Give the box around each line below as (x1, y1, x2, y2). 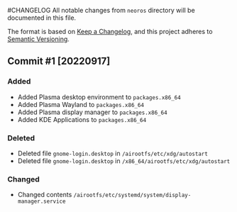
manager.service (17, 198, 66, 205)
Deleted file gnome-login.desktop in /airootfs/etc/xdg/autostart (17, 149, 208, 157)
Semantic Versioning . (7, 35, 70, 43)
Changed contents (17, 191, 72, 199)
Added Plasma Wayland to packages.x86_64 (17, 100, 144, 108)
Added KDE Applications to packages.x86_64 (17, 115, 147, 123)
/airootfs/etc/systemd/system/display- (73, 191, 192, 199)
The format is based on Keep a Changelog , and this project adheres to (7, 28, 213, 35)
